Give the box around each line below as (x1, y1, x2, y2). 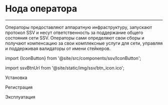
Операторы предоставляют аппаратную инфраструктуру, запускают (5, 24, 152, 30)
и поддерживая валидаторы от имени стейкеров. (5, 45, 111, 51)
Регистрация (5, 84, 33, 90)
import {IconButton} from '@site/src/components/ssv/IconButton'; (5, 55, 141, 61)
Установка (5, 74, 27, 80)
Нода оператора (5, 3, 77, 14)
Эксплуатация (5, 93, 36, 100)
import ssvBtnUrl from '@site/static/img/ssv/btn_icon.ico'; (5, 64, 125, 70)
